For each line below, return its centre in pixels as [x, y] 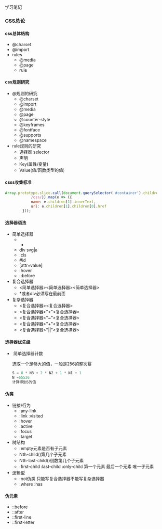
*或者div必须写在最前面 [42, 294]
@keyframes [32, 125]
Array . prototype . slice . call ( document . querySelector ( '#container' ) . [74, 193]
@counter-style [35, 120]
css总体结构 [17, 33]
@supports [30, 135]
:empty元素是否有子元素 [43, 449]
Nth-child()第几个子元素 [43, 454]
